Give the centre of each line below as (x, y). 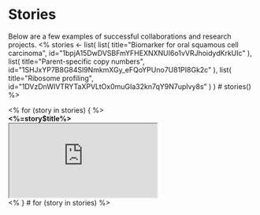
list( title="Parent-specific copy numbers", (76, 61)
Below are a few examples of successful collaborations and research (120, 36)
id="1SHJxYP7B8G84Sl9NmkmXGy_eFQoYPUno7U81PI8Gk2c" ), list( (120, 69)
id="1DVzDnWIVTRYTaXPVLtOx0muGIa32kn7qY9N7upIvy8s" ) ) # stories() (130, 86)
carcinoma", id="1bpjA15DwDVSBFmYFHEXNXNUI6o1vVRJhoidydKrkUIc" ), (130, 53)
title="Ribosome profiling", (51, 78)
